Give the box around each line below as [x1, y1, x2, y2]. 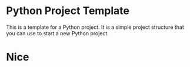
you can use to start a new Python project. [6, 29, 109, 36]
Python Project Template [6, 4, 130, 18]
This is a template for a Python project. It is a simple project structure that [6, 24, 184, 31]
